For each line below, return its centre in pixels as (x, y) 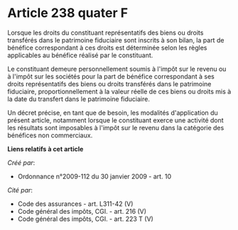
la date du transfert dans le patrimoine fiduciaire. (79, 99)
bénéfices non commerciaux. (50, 135)
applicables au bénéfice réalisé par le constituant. (80, 55)
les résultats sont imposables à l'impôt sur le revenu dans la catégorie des (116, 127)
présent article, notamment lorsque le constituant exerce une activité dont (115, 120)
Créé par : (21, 162)
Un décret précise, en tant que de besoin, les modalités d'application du (113, 113)
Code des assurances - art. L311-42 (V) (75, 204)
